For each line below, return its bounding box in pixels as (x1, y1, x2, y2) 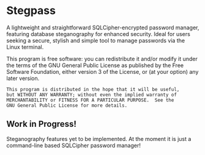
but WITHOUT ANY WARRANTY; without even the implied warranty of (6, 92, 177, 98)
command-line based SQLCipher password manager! (6, 142, 141, 149)
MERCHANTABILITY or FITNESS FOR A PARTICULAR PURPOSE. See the (6, 97, 174, 103)
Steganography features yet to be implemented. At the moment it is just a (6, 135, 191, 142)
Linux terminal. (6, 43, 44, 51)
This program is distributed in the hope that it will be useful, (6, 86, 180, 92)
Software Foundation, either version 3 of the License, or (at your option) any (6, 68, 199, 75)
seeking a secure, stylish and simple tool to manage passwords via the (6, 37, 185, 44)
